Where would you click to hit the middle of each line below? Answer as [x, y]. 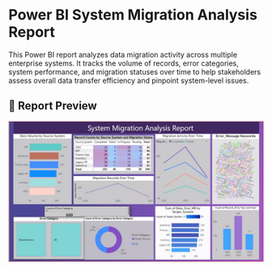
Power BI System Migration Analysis [133, 15]
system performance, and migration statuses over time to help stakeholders [135, 71]
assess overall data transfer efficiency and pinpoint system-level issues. [129, 80]
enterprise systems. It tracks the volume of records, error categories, [123, 63]
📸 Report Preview [53, 106]
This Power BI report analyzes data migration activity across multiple [123, 54]
